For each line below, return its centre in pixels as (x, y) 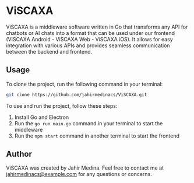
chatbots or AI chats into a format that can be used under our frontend (91, 33)
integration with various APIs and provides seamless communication (88, 45)
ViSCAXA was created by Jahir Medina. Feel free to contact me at (85, 168)
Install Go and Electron (42, 117)
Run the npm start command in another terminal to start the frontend (97, 136)
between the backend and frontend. (49, 51)
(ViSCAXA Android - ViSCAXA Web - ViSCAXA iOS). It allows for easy (89, 39)
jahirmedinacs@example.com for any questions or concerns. (79, 174)
